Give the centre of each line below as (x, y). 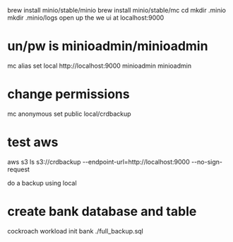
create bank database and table (102, 212)
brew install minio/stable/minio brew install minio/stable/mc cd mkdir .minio (116, 10)
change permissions (68, 94)
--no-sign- (207, 162)
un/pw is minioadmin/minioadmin (108, 46)
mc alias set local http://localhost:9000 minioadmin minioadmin (100, 66)
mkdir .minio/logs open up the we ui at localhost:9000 (86, 18)
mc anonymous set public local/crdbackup (70, 114)
